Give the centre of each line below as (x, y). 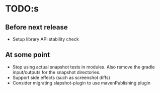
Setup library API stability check (46, 39)
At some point (28, 55)
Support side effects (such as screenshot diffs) (61, 77)
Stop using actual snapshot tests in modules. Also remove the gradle (84, 67)
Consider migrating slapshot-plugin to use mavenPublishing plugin (82, 82)
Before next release (36, 27)
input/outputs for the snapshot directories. (56, 72)
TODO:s (22, 9)
